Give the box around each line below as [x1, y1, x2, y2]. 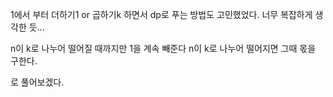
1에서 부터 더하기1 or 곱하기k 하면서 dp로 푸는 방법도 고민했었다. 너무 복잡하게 [10, 9, 313, 20]
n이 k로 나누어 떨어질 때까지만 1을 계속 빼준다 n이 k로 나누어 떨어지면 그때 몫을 [10, 43, 317, 54]
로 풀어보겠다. [10, 76, 65, 88]
